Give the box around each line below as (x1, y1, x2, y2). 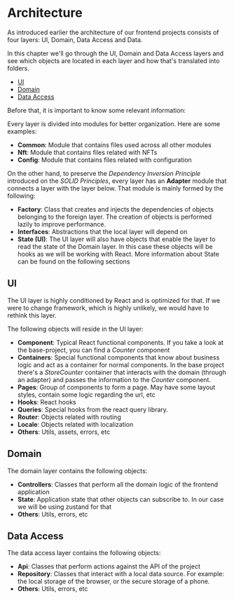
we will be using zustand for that (17, 503, 112, 511)
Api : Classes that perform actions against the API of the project (17, 562, 201, 571)
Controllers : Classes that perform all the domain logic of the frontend (17, 480, 219, 489)
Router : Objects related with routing (17, 412, 121, 421)
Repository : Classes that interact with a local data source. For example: (17, 570, 224, 578)
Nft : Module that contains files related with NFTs (17, 148, 158, 156)
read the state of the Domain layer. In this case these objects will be (17, 242, 213, 250)
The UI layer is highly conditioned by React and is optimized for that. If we (7, 296, 221, 304)
